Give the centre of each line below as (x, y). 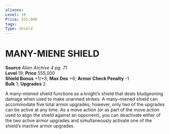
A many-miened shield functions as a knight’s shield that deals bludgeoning (84, 94)
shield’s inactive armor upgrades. (40, 126)
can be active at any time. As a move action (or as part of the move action (82, 110)
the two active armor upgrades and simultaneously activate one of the (79, 121)
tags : (11, 24)
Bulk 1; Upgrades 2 (25, 84)
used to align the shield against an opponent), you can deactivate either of (83, 115)
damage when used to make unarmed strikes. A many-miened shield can (82, 99)
